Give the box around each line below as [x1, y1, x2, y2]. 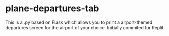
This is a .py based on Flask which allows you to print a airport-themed [5, 19, 153, 25]
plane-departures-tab [5, 3, 99, 14]
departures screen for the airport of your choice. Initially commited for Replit [5, 24, 164, 30]
